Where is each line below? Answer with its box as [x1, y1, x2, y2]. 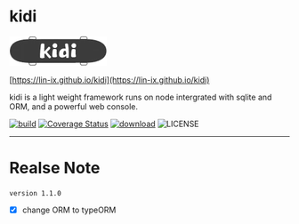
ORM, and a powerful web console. [9, 100, 139, 112]
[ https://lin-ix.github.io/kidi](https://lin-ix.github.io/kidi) [9, 74, 210, 85]
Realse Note [9, 158, 101, 179]
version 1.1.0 [9, 188, 62, 197]
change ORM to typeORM [21, 204, 117, 215]
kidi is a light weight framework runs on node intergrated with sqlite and [9, 92, 272, 102]
